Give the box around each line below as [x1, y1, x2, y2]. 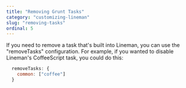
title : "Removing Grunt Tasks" [6, 8, 85, 15]
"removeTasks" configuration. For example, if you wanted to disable [6, 48, 174, 55]
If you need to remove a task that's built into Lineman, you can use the [6, 42, 180, 49]
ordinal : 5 [6, 25, 34, 32]
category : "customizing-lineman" [6, 14, 90, 20]
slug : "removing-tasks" [6, 20, 66, 26]
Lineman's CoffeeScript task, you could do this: [6, 54, 124, 61]
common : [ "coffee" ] [17, 71, 66, 77]
